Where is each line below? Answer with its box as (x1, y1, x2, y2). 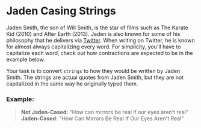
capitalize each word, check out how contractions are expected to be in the (6, 49, 194, 56)
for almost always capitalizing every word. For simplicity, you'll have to (6, 43, 181, 50)
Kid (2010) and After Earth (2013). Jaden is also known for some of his (6, 30, 181, 37)
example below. (6, 56, 45, 63)
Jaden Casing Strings (6, 4, 116, 18)
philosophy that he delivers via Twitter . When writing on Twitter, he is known (6, 36, 195, 44)
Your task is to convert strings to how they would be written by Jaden (6, 67, 181, 74)
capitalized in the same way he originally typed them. (6, 80, 138, 87)
